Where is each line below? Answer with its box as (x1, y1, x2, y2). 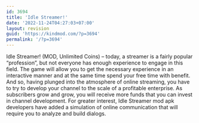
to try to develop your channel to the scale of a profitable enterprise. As (6, 85, 183, 91)
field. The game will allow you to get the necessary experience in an (6, 66, 174, 72)
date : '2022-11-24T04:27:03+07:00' (6, 20, 95, 26)
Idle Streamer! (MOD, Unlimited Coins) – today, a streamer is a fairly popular (6, 53, 193, 60)
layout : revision (6, 25, 50, 32)
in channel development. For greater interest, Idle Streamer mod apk (6, 97, 174, 104)
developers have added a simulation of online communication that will (6, 104, 178, 110)
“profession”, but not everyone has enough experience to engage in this (6, 59, 183, 66)
